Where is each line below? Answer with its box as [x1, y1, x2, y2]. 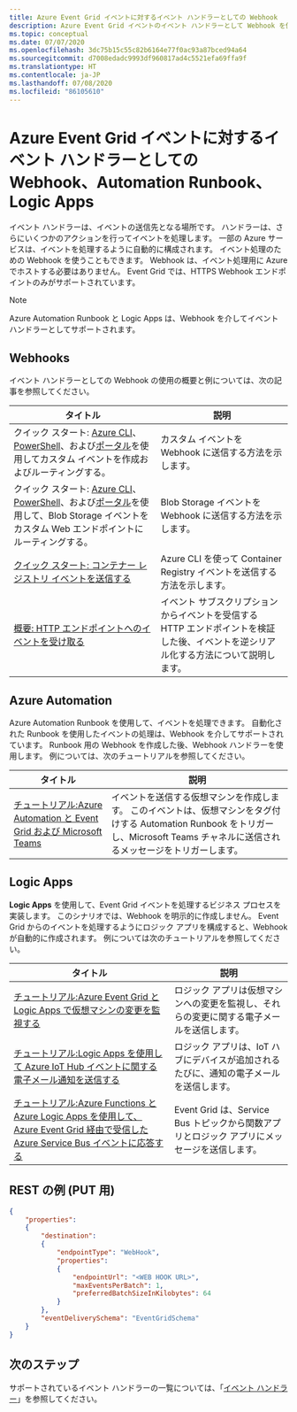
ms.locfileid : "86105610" [9, 87, 104, 96]
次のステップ [9, 1357, 80, 1372]
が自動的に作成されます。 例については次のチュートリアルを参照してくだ [9, 932, 273, 943]
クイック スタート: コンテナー [13, 559, 136, 572]
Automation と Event [13, 812, 99, 824]
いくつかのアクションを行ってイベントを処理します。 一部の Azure [24, 233, 266, 243]
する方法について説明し [178, 649, 276, 661]
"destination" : [41, 1231, 97, 1240]
